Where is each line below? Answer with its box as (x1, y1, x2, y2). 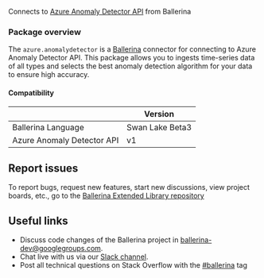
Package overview (8, 26, 82, 37)
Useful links (8, 214, 69, 227)
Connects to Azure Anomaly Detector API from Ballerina (8, 7, 192, 16)
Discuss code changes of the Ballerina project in (19, 235, 179, 245)
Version (144, 108, 175, 119)
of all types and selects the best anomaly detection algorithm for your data (8, 61, 253, 71)
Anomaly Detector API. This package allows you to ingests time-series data (8, 53, 255, 63)
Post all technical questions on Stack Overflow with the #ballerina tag (19, 261, 248, 270)
